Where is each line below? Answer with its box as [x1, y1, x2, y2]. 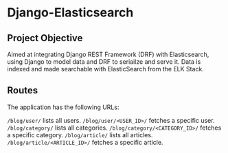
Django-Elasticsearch [7, 5, 134, 21]
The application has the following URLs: [7, 103, 119, 111]
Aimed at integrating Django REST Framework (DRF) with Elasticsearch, [7, 50, 209, 58]
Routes [7, 84, 38, 97]
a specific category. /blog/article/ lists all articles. [7, 130, 153, 139]
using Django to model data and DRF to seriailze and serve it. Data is [7, 58, 201, 66]
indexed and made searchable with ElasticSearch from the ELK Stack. [7, 65, 205, 73]
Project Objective [7, 32, 83, 44]
